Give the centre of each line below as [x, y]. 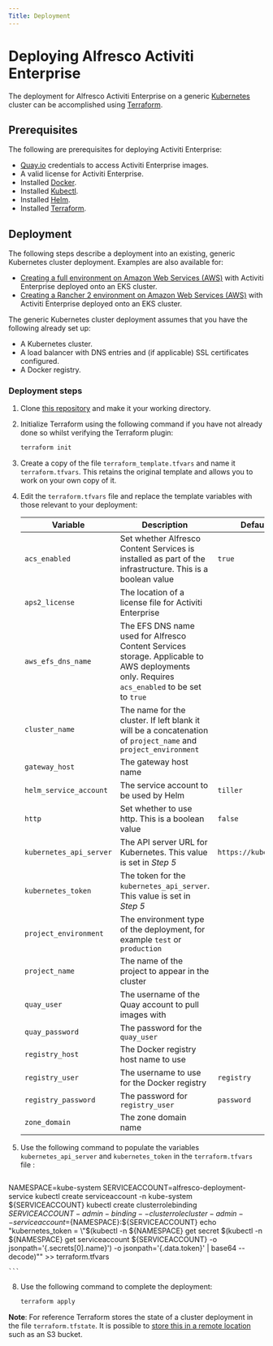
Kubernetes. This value [164, 852]
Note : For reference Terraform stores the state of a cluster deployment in [131, 1318]
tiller [230, 790]
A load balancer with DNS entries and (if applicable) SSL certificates [134, 353]
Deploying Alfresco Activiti [101, 56]
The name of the [151, 961]
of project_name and [158, 741]
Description [165, 525]
